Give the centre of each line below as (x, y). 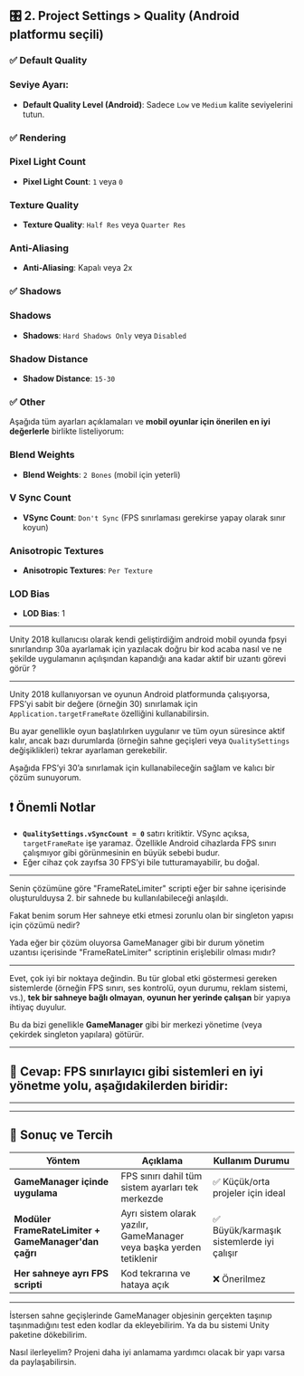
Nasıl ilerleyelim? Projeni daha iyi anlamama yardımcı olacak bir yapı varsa (147, 1352)
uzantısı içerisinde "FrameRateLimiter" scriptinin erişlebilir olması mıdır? (142, 952)
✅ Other (27, 402)
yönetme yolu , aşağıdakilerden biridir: (119, 1085)
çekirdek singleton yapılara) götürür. (77, 1035)
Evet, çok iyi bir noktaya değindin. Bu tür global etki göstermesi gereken (143, 979)
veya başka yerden (161, 1247)
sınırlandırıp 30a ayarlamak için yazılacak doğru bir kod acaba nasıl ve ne (146, 649)
